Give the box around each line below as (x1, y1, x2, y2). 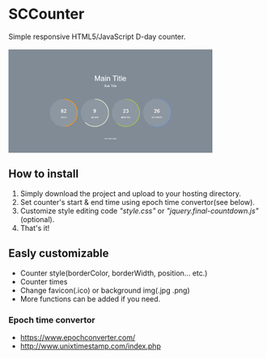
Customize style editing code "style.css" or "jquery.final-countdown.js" (19, 206, 259, 216)
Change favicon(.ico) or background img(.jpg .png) (19, 285, 190, 295)
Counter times (19, 276, 68, 286)
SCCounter (8, 5, 85, 24)
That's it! (19, 223, 50, 233)
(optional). (19, 214, 55, 224)
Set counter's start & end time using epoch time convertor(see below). (19, 197, 255, 207)
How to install (8, 167, 79, 181)
